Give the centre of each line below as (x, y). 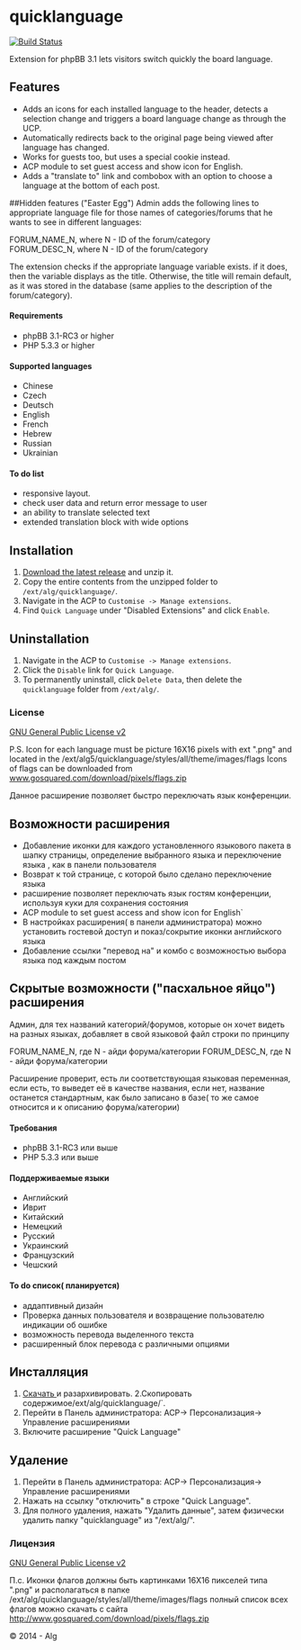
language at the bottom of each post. (91, 185)
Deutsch (38, 405)
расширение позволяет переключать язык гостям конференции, (147, 894)
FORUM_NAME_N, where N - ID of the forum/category (110, 239)
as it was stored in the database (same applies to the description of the (141, 285)
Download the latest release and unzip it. (97, 573)
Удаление (39, 1460)
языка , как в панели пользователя (89, 865)
